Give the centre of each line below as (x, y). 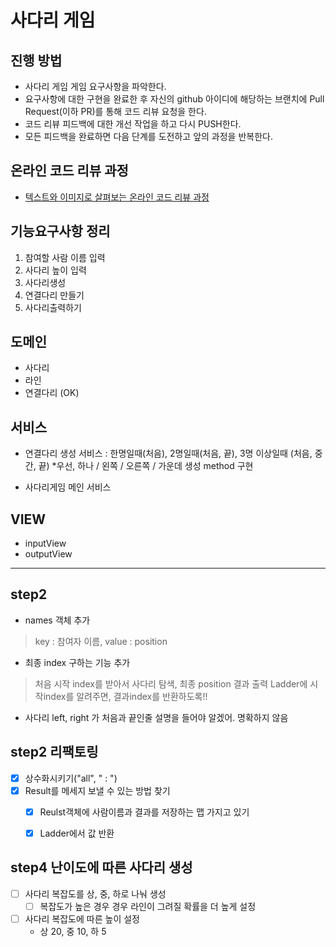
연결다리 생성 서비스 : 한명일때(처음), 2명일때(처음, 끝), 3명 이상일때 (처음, (168, 453)
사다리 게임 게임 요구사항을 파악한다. (95, 86)
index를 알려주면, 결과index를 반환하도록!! (125, 696)
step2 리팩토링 (54, 752)
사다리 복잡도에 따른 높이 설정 (82, 918)
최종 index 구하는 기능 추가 (77, 662)
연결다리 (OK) (52, 393)
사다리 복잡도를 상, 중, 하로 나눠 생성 (95, 893)
